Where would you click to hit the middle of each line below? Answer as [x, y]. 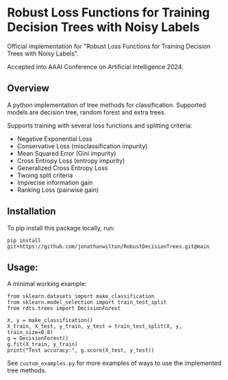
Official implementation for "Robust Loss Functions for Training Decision [109, 46]
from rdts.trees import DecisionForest [64, 309]
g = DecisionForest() [38, 339]
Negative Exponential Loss [54, 139]
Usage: [23, 267]
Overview [28, 88]
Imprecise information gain [55, 182]
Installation [31, 212]
